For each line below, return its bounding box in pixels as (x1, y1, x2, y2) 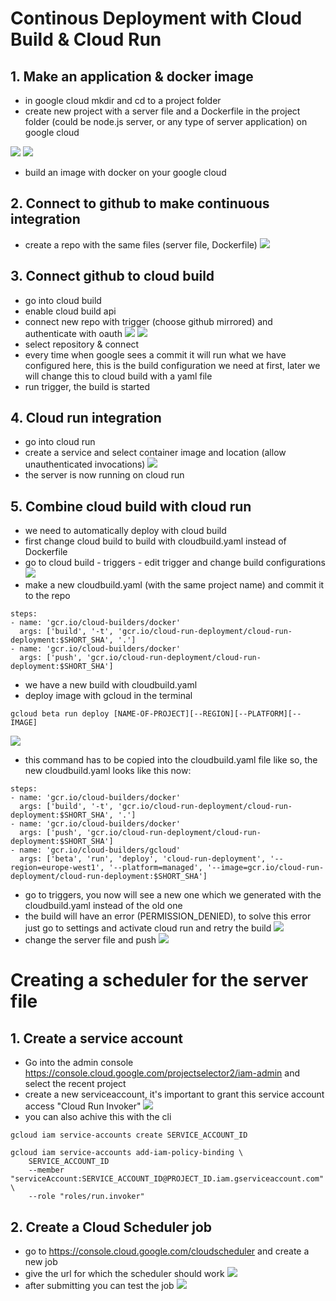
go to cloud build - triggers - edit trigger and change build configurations (24, 557, 326, 569)
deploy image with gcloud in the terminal (24, 690, 193, 702)
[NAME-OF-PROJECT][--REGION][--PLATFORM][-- (113, 709, 302, 719)
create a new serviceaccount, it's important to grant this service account (24, 1088, 325, 1101)
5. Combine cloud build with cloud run (10, 498, 252, 515)
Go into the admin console (24, 1057, 134, 1069)
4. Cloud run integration (10, 410, 162, 427)
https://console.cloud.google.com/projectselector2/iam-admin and (24, 1067, 301, 1079)
